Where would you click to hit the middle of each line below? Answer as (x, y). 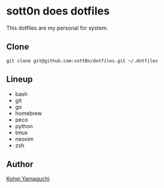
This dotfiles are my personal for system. (57, 28)
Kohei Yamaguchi (28, 179)
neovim (24, 139)
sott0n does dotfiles (58, 11)
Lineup (20, 79)
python (24, 126)
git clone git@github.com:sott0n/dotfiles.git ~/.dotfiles (82, 61)
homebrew (28, 113)
